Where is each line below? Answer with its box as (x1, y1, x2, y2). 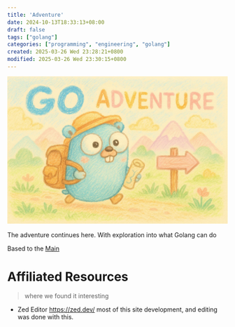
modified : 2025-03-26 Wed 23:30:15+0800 (7, 56, 127, 63)
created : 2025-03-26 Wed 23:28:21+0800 (7, 48, 124, 55)
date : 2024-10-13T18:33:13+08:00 (7, 18, 105, 26)
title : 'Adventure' (7, 11, 64, 18)
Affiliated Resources (7, 269, 129, 284)
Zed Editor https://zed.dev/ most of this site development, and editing (17, 305, 218, 314)
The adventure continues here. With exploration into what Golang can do (7, 230, 217, 239)
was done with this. (17, 313, 74, 321)
